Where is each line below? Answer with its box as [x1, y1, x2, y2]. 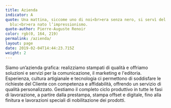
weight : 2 [5, 50, 27, 55]
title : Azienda [5, 7, 38, 13]
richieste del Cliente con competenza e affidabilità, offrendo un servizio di [5, 80, 161, 87]
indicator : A [5, 12, 33, 17]
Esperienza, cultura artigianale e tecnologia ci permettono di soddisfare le [5, 75, 161, 81]
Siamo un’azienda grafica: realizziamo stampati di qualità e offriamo [5, 64, 148, 71]
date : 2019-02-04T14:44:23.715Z [5, 46, 74, 51]
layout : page [5, 41, 33, 46]
